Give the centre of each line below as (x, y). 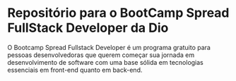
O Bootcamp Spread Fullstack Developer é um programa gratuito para (109, 47)
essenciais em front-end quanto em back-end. (75, 70)
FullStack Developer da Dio (88, 28)
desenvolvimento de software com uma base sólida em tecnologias (105, 62)
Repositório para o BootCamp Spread (118, 13)
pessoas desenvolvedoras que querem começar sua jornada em (101, 55)
